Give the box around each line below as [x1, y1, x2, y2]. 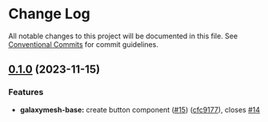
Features [8, 87, 44, 98]
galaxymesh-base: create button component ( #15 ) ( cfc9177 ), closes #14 [19, 104, 261, 114]
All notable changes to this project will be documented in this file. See [8, 31, 238, 41]
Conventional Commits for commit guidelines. [8, 39, 158, 49]
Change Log [8, 5, 90, 23]
